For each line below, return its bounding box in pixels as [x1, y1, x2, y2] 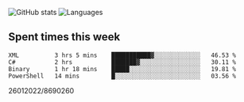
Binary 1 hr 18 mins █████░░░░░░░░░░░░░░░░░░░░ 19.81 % [8, 65, 237, 73]
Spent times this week [8, 30, 121, 43]
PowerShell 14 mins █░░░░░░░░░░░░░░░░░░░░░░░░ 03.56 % [8, 72, 237, 80]
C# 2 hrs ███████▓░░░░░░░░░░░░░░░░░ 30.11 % [8, 58, 237, 66]
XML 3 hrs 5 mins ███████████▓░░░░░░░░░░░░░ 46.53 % [8, 51, 237, 59]
